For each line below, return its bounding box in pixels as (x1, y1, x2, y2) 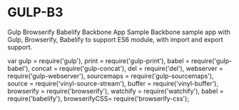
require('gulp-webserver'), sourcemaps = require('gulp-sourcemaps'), (7, 72, 214, 80)
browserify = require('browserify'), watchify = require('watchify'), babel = (7, 87, 224, 95)
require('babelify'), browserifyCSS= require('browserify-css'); (7, 94, 190, 103)
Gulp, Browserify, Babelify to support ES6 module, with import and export (7, 35, 223, 43)
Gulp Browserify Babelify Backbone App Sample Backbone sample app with (7, 28, 230, 36)
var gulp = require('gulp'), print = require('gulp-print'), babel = (7, 56, 190, 65)
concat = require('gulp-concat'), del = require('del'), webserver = (31, 64, 223, 72)
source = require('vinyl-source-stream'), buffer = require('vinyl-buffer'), (7, 79, 219, 87)
